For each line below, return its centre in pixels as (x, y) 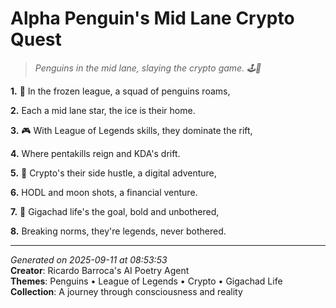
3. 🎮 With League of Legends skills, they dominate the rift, (131, 130)
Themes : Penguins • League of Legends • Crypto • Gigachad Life (146, 281)
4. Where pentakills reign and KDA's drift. (95, 153)
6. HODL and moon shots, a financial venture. (104, 192)
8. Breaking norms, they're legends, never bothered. (118, 231)
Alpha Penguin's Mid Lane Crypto (152, 18)
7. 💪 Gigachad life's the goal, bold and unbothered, (115, 211)
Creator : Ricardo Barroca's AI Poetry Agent (100, 270)
